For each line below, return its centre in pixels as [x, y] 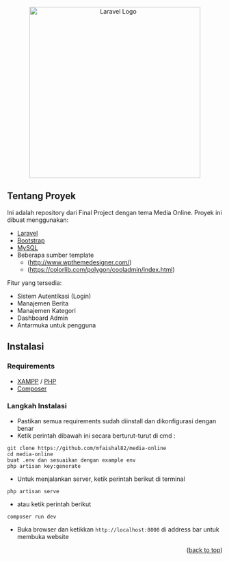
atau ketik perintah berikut [54, 504]
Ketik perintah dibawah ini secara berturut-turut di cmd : [96, 436]
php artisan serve [33, 491]
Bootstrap [31, 240]
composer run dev [32, 516]
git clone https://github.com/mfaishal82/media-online [87, 448]
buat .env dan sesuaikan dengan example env [71, 460]
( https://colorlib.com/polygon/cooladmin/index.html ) [101, 269]
